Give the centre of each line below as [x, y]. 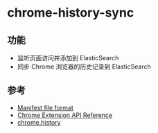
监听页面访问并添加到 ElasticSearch [68, 58]
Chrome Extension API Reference [65, 115]
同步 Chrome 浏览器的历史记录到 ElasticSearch [84, 66]
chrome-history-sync [71, 13]
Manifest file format [45, 107]
